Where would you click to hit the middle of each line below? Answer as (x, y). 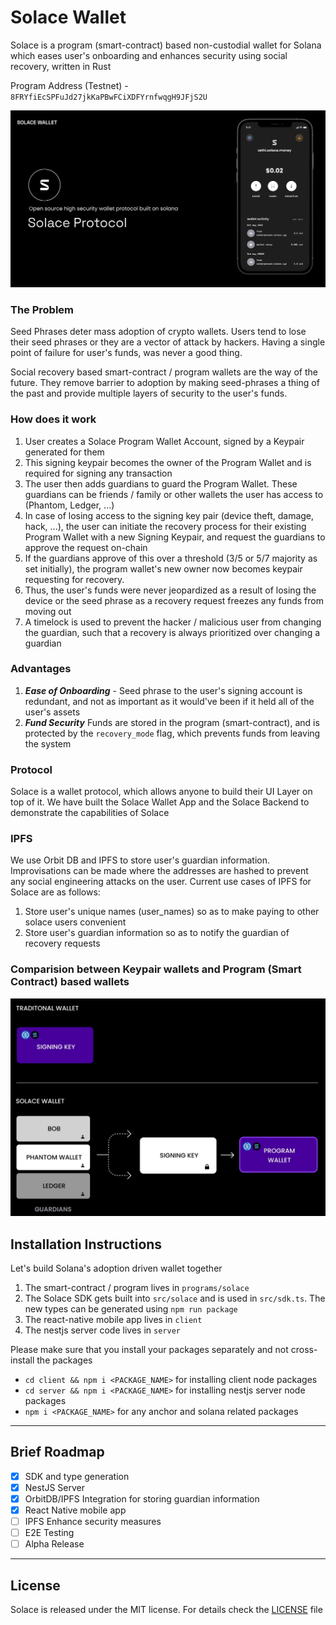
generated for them (64, 452)
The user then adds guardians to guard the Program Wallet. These (161, 483)
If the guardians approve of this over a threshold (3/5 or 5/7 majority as (171, 558)
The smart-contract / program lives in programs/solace (137, 1287)
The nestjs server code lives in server (102, 1330)
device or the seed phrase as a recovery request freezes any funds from (174, 600)
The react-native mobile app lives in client (113, 1319)
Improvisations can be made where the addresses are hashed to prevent (159, 871)
